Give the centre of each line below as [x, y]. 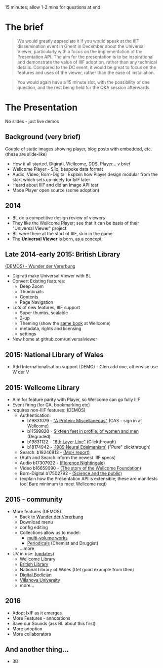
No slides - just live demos [32, 121]
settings [28, 334]
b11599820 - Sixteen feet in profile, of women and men [83, 431]
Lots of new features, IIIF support [46, 308]
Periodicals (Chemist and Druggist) [63, 543]
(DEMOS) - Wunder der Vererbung [40, 266]
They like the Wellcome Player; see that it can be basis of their [76, 223]
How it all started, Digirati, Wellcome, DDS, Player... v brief [71, 164]
